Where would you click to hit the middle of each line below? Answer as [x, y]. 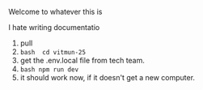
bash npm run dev [49, 70]
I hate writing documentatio [54, 27]
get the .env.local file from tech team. [82, 60]
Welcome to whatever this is [55, 12]
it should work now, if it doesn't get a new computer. [108, 77]
